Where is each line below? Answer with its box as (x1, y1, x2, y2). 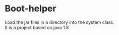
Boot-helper (5, 3, 56, 14)
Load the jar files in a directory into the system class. (5, 19, 114, 25)
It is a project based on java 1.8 (5, 24, 69, 30)
